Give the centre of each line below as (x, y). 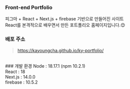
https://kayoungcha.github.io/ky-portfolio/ (61, 50)
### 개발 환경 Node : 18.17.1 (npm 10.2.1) (45, 66)
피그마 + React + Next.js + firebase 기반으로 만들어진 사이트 (65, 19)
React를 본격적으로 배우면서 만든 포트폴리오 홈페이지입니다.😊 (65, 25)
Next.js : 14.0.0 (20, 77)
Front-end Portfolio (29, 7)
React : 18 (15, 72)
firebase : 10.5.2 (22, 82)
